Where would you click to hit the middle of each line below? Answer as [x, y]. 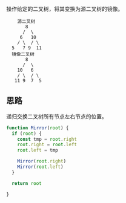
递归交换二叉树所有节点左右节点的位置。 [57, 116]
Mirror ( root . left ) [40, 167]
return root [27, 183]
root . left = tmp [38, 150]
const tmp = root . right [47, 139]
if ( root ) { [27, 134]
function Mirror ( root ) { [38, 128]
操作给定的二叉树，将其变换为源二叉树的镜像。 [65, 9]
